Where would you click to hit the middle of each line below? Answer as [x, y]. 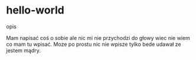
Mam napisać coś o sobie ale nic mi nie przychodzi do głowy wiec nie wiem [98, 38]
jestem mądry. [24, 50]
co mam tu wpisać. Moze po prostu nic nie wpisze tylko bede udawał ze [94, 44]
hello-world [35, 10]
